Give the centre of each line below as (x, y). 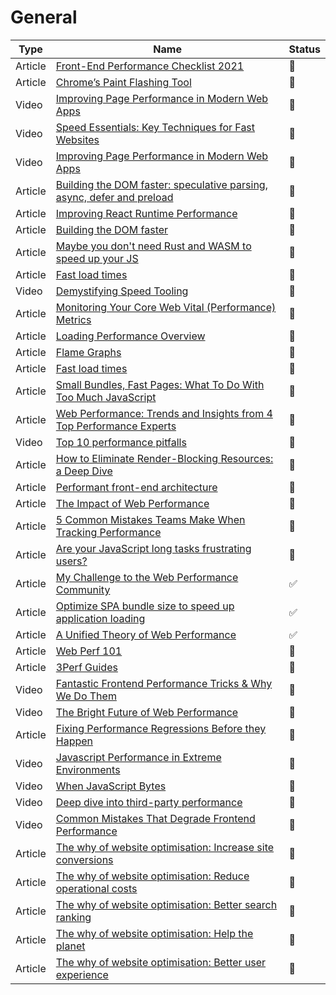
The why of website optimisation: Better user (161, 962)
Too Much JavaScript (106, 397)
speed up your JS (97, 258)
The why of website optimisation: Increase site (165, 847)
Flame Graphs (88, 352)
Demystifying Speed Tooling (122, 291)
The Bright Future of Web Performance (147, 712)
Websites (77, 139)
